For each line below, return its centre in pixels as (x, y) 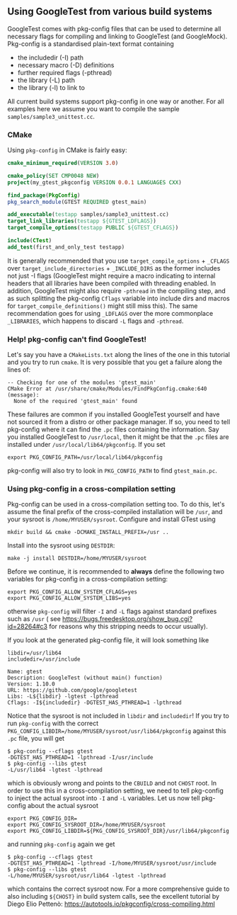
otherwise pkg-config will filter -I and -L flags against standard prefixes (112, 611)
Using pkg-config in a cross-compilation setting (91, 489)
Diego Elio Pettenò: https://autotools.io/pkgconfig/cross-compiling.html (111, 904)
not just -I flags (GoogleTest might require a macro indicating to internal (111, 275)
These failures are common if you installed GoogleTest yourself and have (114, 414)
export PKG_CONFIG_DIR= (42, 819)
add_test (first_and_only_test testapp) (66, 247)
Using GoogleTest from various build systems (110, 12)
